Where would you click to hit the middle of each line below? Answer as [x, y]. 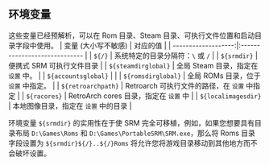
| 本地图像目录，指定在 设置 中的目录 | [70, 105]
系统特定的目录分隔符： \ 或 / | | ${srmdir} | [186, 56]
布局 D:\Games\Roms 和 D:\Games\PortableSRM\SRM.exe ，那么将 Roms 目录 [135, 133]
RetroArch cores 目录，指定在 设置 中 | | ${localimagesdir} [165, 96]
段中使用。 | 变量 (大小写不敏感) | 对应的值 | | [97, 45]
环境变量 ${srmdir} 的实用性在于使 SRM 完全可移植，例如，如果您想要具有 [132, 122]
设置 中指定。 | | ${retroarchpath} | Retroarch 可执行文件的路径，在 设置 [126, 85]
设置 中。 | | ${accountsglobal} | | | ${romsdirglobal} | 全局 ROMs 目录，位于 [134, 76]
